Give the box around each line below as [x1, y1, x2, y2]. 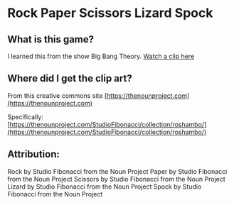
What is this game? [7, 33, 95, 45]
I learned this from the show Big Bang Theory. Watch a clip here [7, 52, 195, 60]
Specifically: [7, 112, 44, 121]
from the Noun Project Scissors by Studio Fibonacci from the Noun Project [7, 174, 225, 183]
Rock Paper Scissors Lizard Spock [7, 5, 213, 21]
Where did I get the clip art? [7, 72, 133, 84]
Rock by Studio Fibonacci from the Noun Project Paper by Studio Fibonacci [7, 167, 228, 175]
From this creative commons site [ [7, 91, 107, 100]
